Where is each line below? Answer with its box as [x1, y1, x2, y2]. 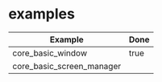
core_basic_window [12, 47, 87, 59]
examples [8, 5, 75, 23]
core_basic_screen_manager [12, 60, 122, 72]
